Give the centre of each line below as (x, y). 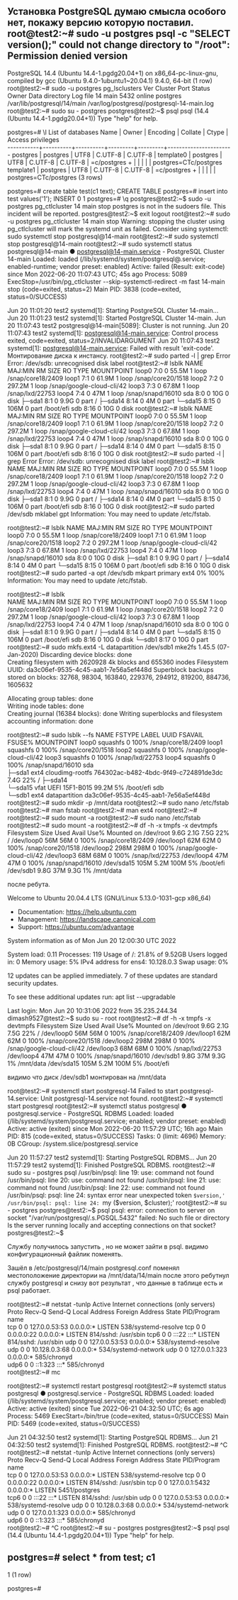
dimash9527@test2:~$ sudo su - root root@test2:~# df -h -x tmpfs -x (109, 1018)
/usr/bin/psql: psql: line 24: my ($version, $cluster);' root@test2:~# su (117, 1203)
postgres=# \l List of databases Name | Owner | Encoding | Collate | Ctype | (118, 132)
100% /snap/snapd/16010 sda (51, 765)
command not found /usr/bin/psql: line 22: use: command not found (106, 1187)
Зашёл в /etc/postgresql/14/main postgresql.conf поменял (93, 1268)
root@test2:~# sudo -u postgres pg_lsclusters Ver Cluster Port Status (109, 88)
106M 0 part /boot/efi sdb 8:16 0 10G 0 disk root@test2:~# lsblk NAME (110, 408)
